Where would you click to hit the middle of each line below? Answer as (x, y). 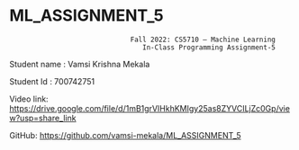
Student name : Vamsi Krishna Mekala (80, 64)
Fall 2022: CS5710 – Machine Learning (203, 40)
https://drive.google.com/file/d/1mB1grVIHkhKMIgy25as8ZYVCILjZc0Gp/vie (150, 108)
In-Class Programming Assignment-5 (209, 47)
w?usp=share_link (43, 118)
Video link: (29, 99)
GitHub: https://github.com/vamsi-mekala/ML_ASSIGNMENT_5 (125, 135)
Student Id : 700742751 (52, 81)
